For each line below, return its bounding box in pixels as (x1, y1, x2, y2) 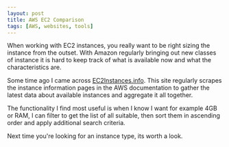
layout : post (7, 10, 45, 17)
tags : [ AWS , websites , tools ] (7, 23, 94, 29)
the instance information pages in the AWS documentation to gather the (7, 83, 210, 92)
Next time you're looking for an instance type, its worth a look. (7, 132, 183, 140)
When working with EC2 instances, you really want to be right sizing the (7, 42, 210, 50)
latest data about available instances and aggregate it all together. (7, 91, 193, 99)
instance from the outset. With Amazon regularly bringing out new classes (7, 49, 217, 57)
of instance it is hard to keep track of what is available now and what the (7, 56, 212, 64)
